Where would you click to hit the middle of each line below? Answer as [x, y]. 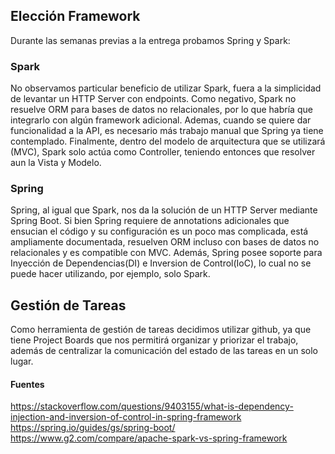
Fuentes [27, 384]
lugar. [22, 361]
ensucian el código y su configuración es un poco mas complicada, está [159, 231]
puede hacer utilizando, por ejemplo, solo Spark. [110, 274]
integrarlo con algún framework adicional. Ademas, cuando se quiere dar [161, 120]
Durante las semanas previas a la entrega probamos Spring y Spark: [150, 40]
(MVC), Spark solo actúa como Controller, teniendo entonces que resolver [163, 152]
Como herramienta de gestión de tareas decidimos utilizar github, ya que [161, 330]
